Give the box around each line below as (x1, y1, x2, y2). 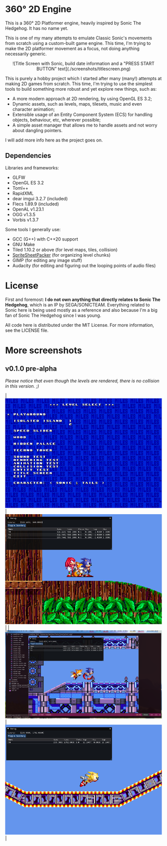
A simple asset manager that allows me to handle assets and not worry (12, 122, 158, 128)
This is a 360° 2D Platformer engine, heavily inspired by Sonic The (5, 20, 142, 26)
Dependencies (5, 151, 51, 160)
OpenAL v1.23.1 (12, 206, 44, 212)
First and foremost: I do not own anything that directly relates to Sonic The (5, 296, 161, 302)
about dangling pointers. (12, 127, 63, 133)
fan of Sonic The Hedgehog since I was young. (5, 312, 101, 318)
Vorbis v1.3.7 (12, 217, 39, 223)
